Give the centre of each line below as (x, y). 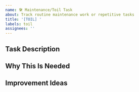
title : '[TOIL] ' (24, 19)
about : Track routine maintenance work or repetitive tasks (70, 15)
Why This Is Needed (38, 66)
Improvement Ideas (36, 83)
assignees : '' (20, 29)
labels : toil (19, 24)
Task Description (33, 49)
